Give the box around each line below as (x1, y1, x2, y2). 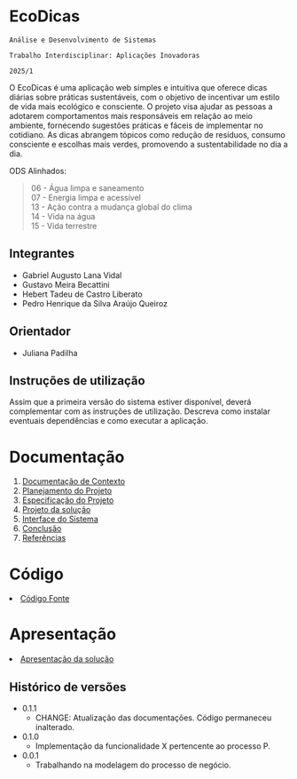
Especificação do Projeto (21, 495, 114, 505)
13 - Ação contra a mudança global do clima (30, 202, 192, 212)
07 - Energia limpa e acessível (30, 192, 142, 203)
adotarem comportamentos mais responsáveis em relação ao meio (9, 110, 253, 121)
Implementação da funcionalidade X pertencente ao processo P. (35, 741, 270, 751)
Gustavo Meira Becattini (21, 279, 110, 290)
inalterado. (35, 722, 75, 732)
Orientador (9, 324, 71, 339)
